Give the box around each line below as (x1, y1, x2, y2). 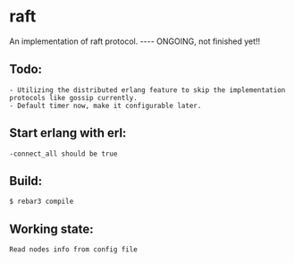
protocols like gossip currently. (9, 93, 139, 102)
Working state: (9, 221, 94, 236)
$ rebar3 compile (9, 197, 74, 207)
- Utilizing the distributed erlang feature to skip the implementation (9, 85, 286, 95)
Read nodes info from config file (9, 245, 139, 254)
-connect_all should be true (9, 149, 118, 158)
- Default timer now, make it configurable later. (9, 101, 202, 110)
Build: (9, 173, 43, 189)
